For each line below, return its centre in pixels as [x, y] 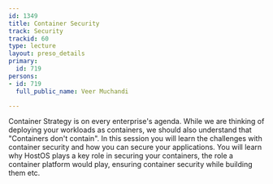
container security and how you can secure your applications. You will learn [135, 148]
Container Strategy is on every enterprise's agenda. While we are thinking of [136, 122]
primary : [23, 62]
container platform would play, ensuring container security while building [130, 165]
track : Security [36, 31]
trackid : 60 [28, 39]
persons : [23, 76]
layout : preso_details [47, 53]
